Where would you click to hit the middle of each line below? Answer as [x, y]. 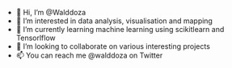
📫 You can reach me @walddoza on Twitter [89, 55]
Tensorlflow [36, 38]
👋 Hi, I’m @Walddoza [51, 12]
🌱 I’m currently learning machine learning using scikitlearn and [120, 29]
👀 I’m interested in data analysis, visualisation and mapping [114, 21]
